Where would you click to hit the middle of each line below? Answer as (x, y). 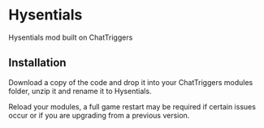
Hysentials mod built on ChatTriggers (71, 37)
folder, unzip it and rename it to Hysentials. (80, 91)
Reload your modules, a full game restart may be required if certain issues (132, 106)
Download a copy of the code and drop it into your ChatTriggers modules (131, 82)
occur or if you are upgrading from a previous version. (99, 115)
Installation (37, 63)
